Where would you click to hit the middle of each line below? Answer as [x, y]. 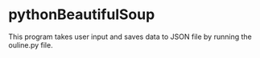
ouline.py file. [31, 44]
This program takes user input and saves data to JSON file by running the [130, 37]
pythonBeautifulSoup [82, 15]
